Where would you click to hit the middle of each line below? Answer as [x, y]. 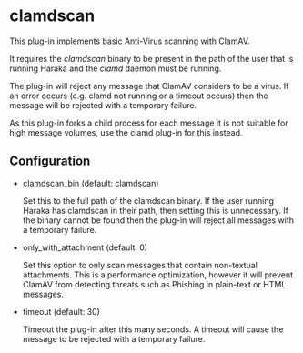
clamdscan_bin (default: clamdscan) [91, 183]
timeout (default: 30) [61, 311]
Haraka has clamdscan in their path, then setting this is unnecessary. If [156, 210]
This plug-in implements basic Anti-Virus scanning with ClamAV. [130, 41]
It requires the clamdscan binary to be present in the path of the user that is [151, 58]
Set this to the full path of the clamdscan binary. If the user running [148, 200]
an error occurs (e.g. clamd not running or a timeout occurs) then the [139, 96]
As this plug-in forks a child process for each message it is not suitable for [149, 123]
